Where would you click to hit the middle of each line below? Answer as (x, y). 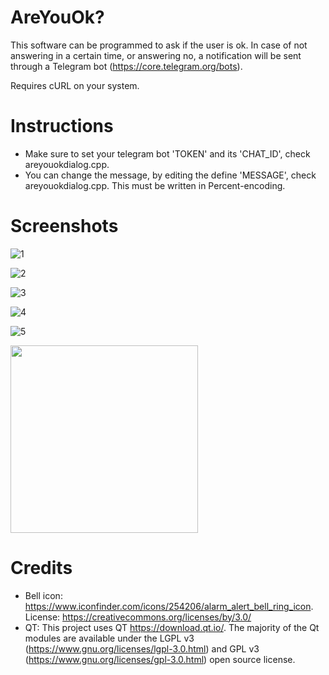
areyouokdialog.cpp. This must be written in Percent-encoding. (155, 185)
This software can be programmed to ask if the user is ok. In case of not (159, 45)
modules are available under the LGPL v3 (109, 638)
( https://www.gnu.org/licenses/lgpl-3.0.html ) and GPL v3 (142, 648)
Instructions (62, 126)
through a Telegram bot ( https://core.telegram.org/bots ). (126, 66)
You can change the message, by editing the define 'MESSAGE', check (170, 175)
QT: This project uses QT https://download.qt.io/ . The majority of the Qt (172, 627)
